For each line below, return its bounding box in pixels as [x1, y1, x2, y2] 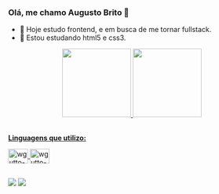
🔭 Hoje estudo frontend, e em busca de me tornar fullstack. [19, 25, 212, 34]
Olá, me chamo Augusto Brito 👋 [8, 7, 130, 18]
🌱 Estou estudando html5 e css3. [19, 33, 126, 42]
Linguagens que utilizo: [8, 133, 86, 143]
